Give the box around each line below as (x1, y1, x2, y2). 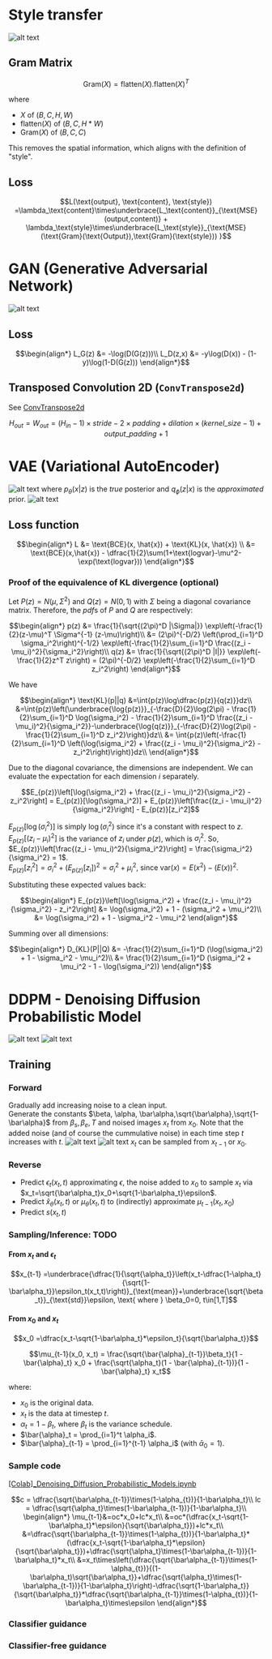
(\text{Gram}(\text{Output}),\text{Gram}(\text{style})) (40, 231, 218, 241)
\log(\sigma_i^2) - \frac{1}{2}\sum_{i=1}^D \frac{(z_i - (75, 713, 253, 722)
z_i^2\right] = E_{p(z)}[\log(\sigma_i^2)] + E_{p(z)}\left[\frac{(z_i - (10, 796, 229, 806)
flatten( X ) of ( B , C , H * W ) (19, 119, 104, 129)
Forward (8, 1082, 42, 1093)
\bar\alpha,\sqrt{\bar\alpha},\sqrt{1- (138, 1109, 259, 1119)
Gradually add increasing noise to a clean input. (8, 1100, 168, 1110)
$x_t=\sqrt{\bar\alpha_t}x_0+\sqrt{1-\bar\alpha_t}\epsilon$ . (19, 1188, 217, 1198)
